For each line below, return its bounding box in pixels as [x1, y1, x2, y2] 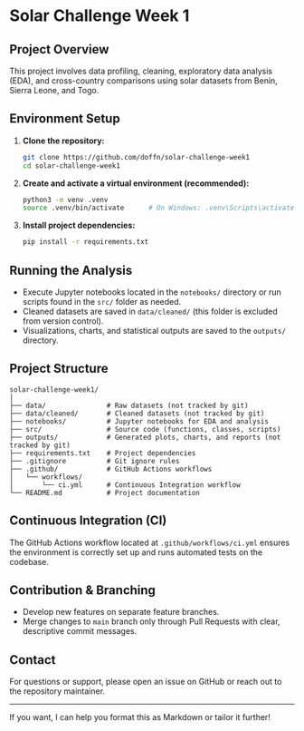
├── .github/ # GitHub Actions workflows [9, 464, 213, 473]
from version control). [22, 316, 104, 327]
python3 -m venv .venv [22, 195, 109, 204]
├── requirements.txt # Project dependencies [9, 448, 196, 458]
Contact [9, 652, 56, 668]
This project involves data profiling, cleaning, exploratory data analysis [9, 65, 273, 76]
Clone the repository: [22, 135, 105, 146]
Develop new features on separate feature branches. [22, 607, 220, 618]
